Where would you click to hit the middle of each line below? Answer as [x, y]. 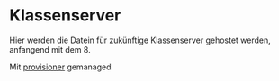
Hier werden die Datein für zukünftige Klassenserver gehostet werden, [140, 40]
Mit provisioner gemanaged [60, 67]
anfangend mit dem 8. [50, 49]
